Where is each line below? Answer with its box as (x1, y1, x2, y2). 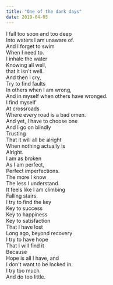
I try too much (6, 267, 40, 274)
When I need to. (6, 49, 45, 56)
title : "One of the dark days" (6, 8, 82, 15)
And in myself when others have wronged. (6, 92, 108, 100)
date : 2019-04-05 (6, 14, 48, 20)
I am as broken (6, 155, 42, 162)
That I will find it (6, 242, 45, 249)
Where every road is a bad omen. (6, 111, 86, 118)
